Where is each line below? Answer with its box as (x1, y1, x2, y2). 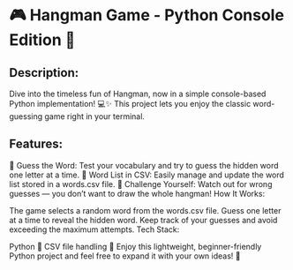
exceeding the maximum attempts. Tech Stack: (9, 224, 180, 235)
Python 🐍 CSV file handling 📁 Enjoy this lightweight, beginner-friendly (9, 241, 262, 251)
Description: (9, 65, 79, 80)
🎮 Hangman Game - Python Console (9, 5, 285, 26)
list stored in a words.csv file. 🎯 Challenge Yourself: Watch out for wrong (9, 178, 273, 189)
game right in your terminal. (43, 111, 146, 122)
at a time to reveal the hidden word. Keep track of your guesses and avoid (9, 214, 278, 225)
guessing (9, 111, 43, 122)
